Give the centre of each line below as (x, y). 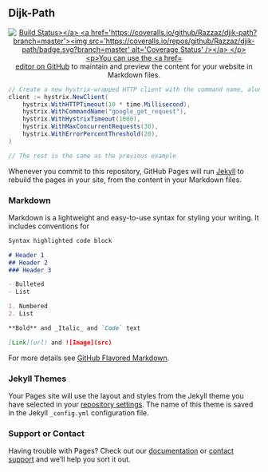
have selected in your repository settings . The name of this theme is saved (131, 405)
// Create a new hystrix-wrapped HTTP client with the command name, (126, 89)
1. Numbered (28, 307)
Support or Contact (47, 433)
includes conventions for (49, 226)
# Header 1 (26, 255)
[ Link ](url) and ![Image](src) (60, 343)
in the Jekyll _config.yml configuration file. (79, 413)
